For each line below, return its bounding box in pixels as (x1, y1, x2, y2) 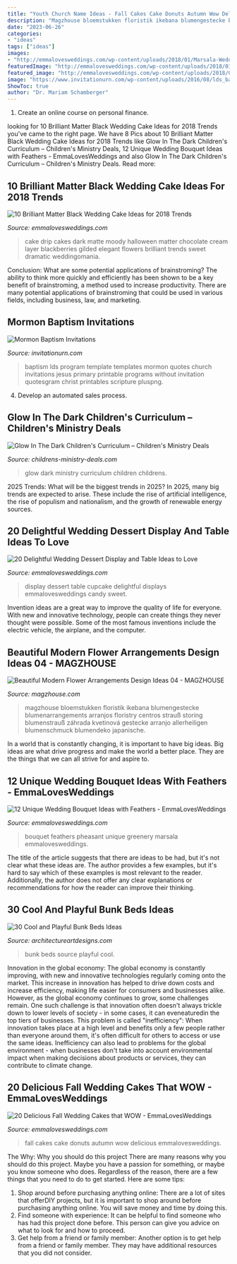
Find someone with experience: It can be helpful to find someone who (17, 1211, 221, 1220)
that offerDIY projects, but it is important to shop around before (17, 1196, 202, 1204)
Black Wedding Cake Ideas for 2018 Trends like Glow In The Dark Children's (7, 137, 228, 145)
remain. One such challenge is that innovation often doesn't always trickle (7, 1001, 222, 1009)
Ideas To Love (7, 536, 70, 548)
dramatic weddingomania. (24, 252, 101, 260)
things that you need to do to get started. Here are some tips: (7, 1174, 186, 1183)
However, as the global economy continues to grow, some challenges (7, 993, 209, 1002)
